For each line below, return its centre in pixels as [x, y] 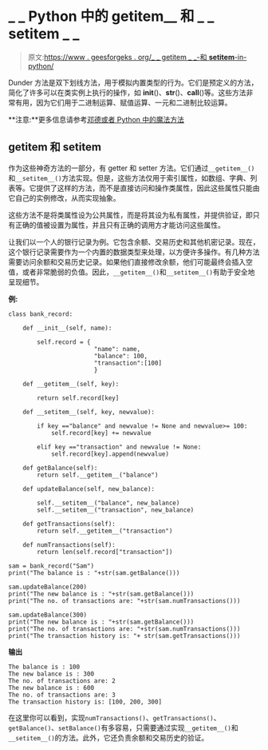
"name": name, [117, 349]
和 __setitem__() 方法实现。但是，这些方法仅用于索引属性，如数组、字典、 [130, 178]
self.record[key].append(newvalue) [110, 454]
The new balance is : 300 [51, 674]
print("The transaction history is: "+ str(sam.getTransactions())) [124, 636]
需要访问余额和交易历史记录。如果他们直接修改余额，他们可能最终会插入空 [130, 261]
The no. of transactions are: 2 [62, 680]
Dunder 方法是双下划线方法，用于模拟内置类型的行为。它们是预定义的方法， [133, 82]
